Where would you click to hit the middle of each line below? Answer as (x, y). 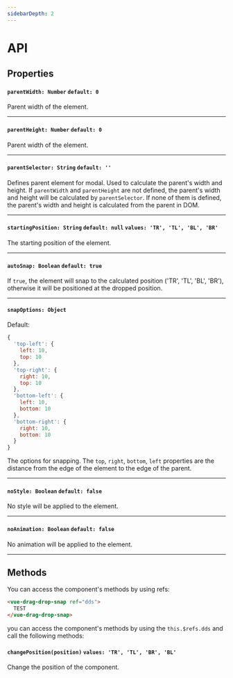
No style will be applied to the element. (63, 506)
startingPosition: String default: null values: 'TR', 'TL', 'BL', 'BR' (113, 228)
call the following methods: (46, 636)
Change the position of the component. (63, 667)
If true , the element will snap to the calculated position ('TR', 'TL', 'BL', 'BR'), (115, 281)
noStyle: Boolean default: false (55, 491)
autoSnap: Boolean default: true (55, 266)
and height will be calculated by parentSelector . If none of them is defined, (114, 197)
